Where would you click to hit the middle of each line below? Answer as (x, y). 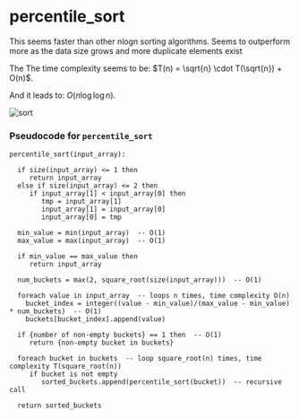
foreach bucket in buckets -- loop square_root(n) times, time (140, 359)
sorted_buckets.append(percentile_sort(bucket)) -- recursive (162, 382)
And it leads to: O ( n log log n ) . (63, 95)
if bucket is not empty (73, 374)
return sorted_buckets (60, 406)
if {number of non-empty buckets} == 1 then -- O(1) (120, 335)
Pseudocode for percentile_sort (81, 135)
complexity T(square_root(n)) (66, 367)
